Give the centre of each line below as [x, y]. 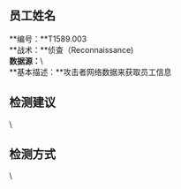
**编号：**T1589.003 [48, 39]
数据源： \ [26, 61]
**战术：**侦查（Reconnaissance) [72, 49]
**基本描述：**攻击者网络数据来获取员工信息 [90, 72]
